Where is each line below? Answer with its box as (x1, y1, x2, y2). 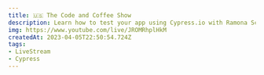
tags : (8, 41, 26, 48)
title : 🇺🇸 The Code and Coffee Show (8, 11, 132, 20)
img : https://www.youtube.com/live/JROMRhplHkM (8, 26, 167, 34)
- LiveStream (8, 48, 51, 55)
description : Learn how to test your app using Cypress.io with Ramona (8, 19, 247, 27)
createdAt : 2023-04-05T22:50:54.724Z (8, 33, 132, 41)
